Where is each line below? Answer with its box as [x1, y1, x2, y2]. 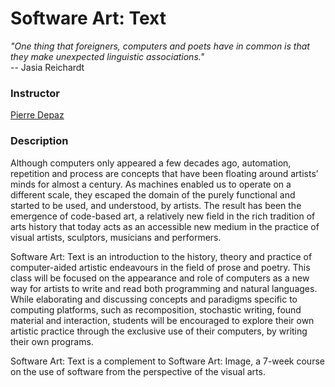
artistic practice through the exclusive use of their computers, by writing [10, 325, 308, 337]
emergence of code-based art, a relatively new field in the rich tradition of [10, 210, 316, 222]
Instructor [10, 86, 60, 100]
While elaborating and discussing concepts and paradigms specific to [10, 293, 298, 305]
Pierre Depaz [10, 109, 65, 121]
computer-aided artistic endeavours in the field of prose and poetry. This [10, 261, 311, 273]
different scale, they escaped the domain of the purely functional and [10, 188, 296, 201]
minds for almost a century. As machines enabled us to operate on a [10, 178, 292, 190]
